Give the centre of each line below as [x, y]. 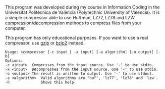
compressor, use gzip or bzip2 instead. [45, 43]
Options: [14, 61]
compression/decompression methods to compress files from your [73, 23]
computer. [16, 28]
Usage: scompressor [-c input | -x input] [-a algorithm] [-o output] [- [83, 52]
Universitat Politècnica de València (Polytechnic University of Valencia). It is [82, 12]
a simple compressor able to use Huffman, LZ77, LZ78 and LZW [70, 18]
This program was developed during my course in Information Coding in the [82, 7]
